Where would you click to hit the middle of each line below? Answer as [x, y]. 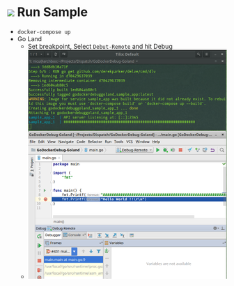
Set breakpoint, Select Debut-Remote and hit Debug [100, 46]
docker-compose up [44, 32]
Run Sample [53, 12]
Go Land [30, 38]
